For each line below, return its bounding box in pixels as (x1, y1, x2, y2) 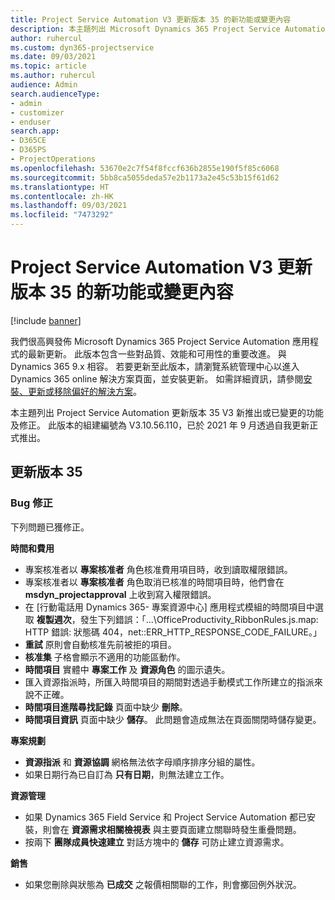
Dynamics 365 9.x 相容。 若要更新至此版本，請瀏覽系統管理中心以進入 (10, 360, 300, 372)
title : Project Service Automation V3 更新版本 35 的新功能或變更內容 (10, 14, 292, 25)
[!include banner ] (10, 314, 82, 326)
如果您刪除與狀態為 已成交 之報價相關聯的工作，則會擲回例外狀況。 (24, 878, 302, 890)
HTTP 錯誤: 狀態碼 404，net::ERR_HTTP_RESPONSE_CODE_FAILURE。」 (24, 626, 322, 638)
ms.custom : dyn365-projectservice (10, 42, 155, 53)
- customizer (10, 107, 65, 118)
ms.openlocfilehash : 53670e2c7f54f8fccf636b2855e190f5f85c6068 (10, 163, 280, 173)
